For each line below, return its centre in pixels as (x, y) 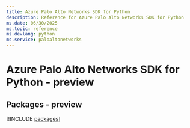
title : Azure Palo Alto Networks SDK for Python (68, 12)
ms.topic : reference (32, 29)
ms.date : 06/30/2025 (32, 23)
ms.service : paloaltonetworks (44, 40)
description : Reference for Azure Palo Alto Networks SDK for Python (95, 17)
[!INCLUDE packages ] (33, 119)
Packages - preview (44, 104)
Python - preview (50, 82)
